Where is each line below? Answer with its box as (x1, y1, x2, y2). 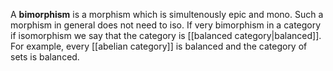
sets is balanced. (10, 51, 80, 63)
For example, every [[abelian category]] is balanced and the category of (10, 40, 308, 52)
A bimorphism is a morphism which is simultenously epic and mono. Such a (10, 9, 324, 20)
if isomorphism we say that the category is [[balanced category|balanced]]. (10, 30, 322, 41)
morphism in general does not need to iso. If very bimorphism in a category (10, 19, 322, 31)
